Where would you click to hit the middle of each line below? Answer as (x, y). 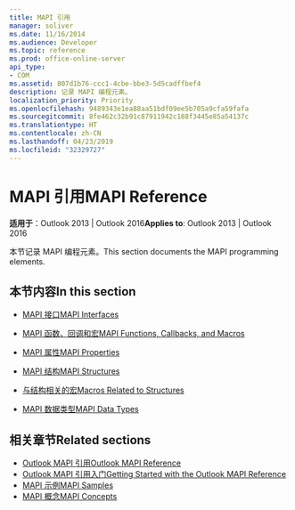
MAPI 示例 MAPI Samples (68, 485)
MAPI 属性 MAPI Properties (71, 352)
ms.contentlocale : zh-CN (55, 134)
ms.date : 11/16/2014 (48, 34)
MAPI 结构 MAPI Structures (71, 371)
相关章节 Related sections (80, 440)
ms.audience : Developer (53, 42)
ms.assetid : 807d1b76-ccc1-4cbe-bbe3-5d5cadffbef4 (105, 84)
